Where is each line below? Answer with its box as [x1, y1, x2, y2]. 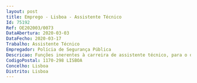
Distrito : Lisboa [6, 68, 49, 74]
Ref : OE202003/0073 [6, 25, 54, 31]
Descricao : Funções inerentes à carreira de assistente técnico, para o [6, 52, 188, 58]
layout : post [6, 8, 38, 15]
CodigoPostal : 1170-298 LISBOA [6, 57, 83, 63]
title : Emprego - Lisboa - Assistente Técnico [6, 14, 122, 20]
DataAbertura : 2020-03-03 [6, 30, 69, 36]
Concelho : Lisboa [6, 63, 49, 69]
